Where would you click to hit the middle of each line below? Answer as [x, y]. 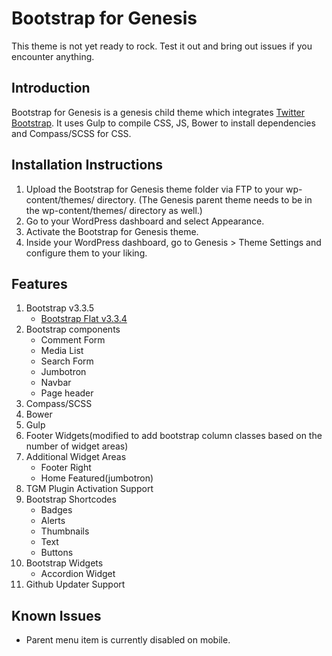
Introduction [51, 88]
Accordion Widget [78, 574]
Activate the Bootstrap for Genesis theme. [112, 231]
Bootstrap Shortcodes [71, 499]
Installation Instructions [87, 165]
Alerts [53, 521]
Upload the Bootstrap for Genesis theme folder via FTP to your [154, 189]
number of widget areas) [77, 446]
